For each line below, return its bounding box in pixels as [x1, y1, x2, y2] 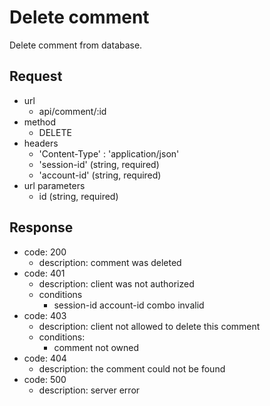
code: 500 [23, 373, 67, 385]
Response [9, 219, 74, 236]
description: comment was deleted [38, 256, 182, 268]
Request [9, 68, 63, 85]
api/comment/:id [38, 105, 107, 117]
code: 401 [23, 267, 66, 279]
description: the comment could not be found [38, 362, 226, 375]
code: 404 [23, 352, 67, 364]
